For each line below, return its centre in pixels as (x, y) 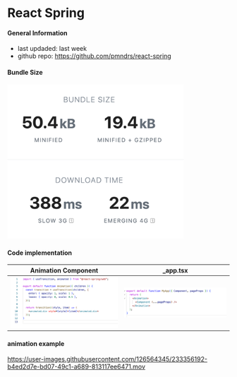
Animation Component (64, 270)
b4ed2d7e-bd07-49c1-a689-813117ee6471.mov (77, 367)
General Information (38, 32)
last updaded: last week (52, 49)
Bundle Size (25, 72)
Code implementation (40, 253)
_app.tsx (175, 270)
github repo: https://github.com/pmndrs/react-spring (94, 56)
